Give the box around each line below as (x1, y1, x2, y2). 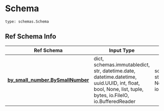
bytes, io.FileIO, (93, 91, 129, 98)
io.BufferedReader (93, 98, 136, 105)
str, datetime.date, (93, 67, 136, 74)
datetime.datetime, (93, 73, 137, 80)
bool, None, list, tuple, (93, 86, 144, 92)
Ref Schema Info (5, 32, 57, 41)
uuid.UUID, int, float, (93, 79, 140, 86)
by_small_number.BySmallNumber (7, 76, 89, 83)
